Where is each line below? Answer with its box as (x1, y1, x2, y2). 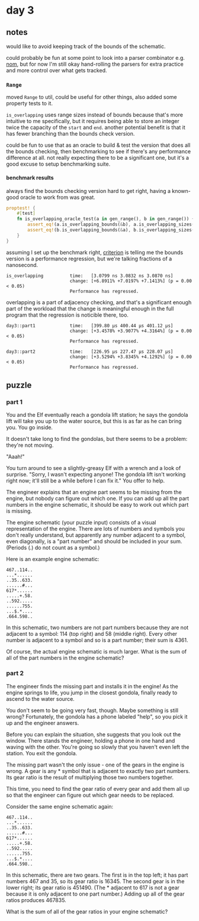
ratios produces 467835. (6, 896, 66, 903)
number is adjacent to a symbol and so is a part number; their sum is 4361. (6, 637, 188, 644)
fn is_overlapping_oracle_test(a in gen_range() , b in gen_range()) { (17, 216, 195, 222)
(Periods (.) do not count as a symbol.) (6, 544, 100, 551)
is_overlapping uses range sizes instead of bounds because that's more (6, 111, 184, 118)
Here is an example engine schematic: (6, 556, 99, 563)
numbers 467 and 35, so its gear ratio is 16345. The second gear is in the (6, 877, 185, 885)
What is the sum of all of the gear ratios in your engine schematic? (6, 908, 168, 915)
